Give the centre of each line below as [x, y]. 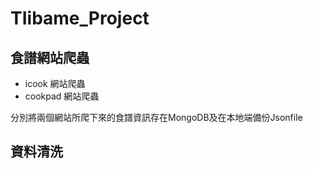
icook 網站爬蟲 [55, 83]
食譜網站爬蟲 [50, 57]
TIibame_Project [80, 18]
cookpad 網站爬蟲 [62, 96]
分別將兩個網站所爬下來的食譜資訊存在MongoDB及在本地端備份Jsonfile [156, 117]
